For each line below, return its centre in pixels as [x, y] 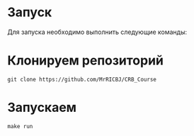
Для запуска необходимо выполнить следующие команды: [97, 32]
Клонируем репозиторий [86, 61]
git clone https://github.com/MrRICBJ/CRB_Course [82, 79]
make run [20, 126]
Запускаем [42, 108]
